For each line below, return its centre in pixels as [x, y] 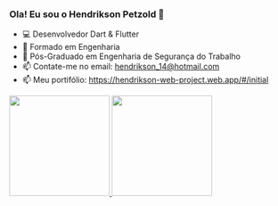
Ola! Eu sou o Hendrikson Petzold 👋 [87, 14]
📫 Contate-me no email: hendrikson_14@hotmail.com [121, 67]
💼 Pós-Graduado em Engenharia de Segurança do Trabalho [131, 56]
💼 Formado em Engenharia [71, 47]
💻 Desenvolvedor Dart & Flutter [81, 34]
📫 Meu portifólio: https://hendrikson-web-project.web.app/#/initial [145, 80]
